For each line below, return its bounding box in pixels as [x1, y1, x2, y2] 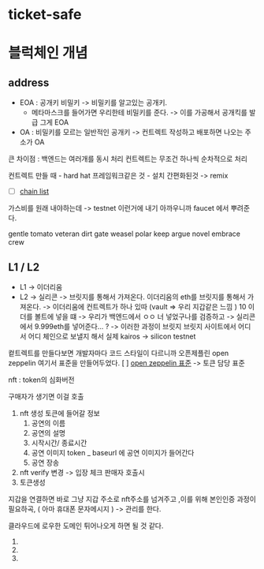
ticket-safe [8, 6, 82, 24]
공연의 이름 [31, 418, 65, 428]
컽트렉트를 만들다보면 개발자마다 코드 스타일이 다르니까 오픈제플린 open [8, 349, 229, 358]
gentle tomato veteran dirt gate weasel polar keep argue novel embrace [8, 229, 240, 238]
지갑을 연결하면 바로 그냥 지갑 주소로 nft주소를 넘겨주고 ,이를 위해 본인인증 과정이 [8, 495, 256, 504]
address [8, 76, 50, 89]
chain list [19, 187, 50, 197]
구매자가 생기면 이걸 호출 [8, 392, 84, 402]
